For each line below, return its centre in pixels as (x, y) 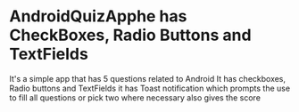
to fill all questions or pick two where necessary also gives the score (135, 97)
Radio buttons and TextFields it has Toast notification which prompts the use (150, 88)
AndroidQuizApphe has (98, 16)
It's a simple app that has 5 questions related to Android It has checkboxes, (148, 78)
